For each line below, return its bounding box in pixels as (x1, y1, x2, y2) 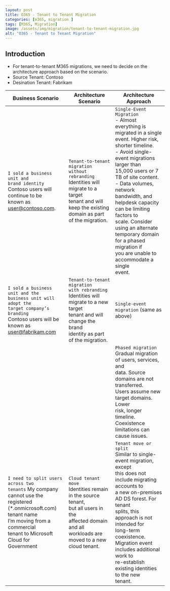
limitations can (115, 426, 150, 433)
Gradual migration (115, 350, 158, 357)
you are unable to (115, 250, 157, 257)
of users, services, (115, 356, 159, 363)
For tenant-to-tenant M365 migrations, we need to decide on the (12, 63, 148, 69)
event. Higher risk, (115, 135, 159, 143)
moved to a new (68, 536, 107, 543)
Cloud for (8, 536, 30, 543)
